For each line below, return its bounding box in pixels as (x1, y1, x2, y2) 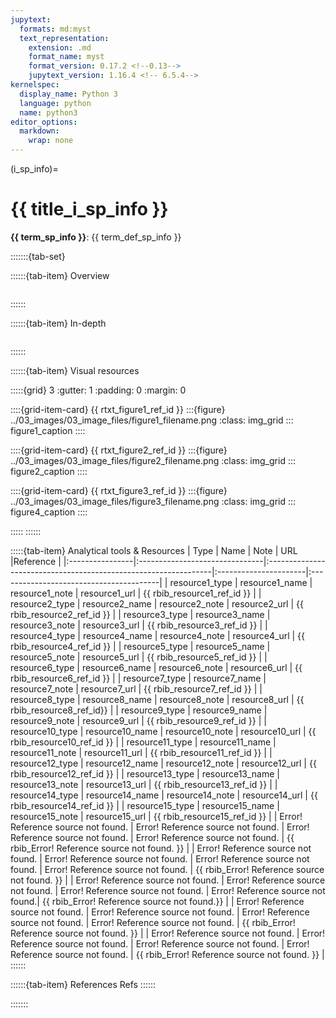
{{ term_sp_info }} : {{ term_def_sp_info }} (10, 231, 182, 243)
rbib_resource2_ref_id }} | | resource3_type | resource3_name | (10, 608, 271, 620)
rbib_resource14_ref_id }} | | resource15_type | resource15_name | (10, 799, 280, 811)
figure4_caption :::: (10, 506, 88, 518)
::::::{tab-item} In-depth (10, 317, 107, 329)
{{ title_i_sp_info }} (10, 198, 169, 221)
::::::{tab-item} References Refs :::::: (10, 978, 157, 990)
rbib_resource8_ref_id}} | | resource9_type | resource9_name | (10, 704, 268, 716)
